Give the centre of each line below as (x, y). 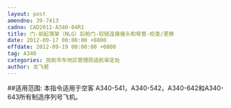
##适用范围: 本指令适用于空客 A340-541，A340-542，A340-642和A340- (116, 88)
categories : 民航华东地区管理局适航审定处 (64, 60)
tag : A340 (22, 54)
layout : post (27, 14)
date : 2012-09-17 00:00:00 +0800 (57, 40)
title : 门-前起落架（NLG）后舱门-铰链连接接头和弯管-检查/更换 (91, 34)
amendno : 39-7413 (33, 21)
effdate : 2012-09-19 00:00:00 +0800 (62, 47)
